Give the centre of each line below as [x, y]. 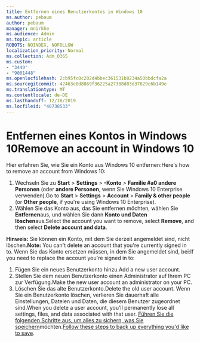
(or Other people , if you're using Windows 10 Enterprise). [85, 202]
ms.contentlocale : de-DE [37, 95]
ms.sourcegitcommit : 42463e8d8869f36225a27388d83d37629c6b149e [87, 84]
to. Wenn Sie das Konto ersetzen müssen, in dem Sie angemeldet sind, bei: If [100, 252]
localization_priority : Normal [45, 51]
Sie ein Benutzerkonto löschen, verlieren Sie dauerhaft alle [87, 295]
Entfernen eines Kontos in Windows [97, 136]
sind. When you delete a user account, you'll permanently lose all [94, 308]
